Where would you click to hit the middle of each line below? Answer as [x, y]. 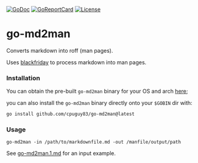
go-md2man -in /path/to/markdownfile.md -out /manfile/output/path [94, 142]
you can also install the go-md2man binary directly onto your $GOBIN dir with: [100, 103]
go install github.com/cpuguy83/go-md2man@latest [71, 114]
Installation [23, 78]
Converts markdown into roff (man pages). [60, 50]
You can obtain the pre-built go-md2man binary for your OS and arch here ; [97, 91]
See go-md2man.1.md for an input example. [61, 153]
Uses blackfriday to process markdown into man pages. [76, 62]
